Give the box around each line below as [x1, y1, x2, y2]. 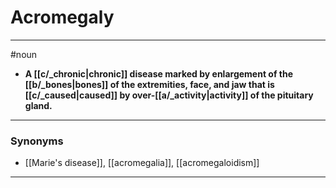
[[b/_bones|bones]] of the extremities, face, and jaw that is [24, 78, 275, 90]
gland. [24, 99, 53, 111]
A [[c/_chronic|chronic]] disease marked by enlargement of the [24, 67, 294, 80]
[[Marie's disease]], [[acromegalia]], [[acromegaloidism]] [24, 157, 260, 169]
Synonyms [10, 134, 64, 148]
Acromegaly [10, 6, 115, 29]
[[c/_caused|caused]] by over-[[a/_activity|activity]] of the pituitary [24, 89, 314, 101]
